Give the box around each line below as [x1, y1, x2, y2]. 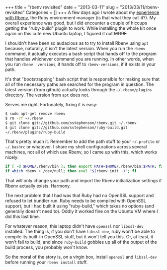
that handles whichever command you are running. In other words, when [5, 56, 154, 62]
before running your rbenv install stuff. [5, 259, 88, 265]
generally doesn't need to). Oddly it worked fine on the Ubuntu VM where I [5, 208, 158, 214]
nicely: [5, 154, 19, 160]
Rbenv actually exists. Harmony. [5, 183, 71, 189]
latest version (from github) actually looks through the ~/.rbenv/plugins [5, 87, 152, 92]
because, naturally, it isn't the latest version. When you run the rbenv [5, 46, 146, 51]
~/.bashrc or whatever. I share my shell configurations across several [5, 144, 147, 150]
